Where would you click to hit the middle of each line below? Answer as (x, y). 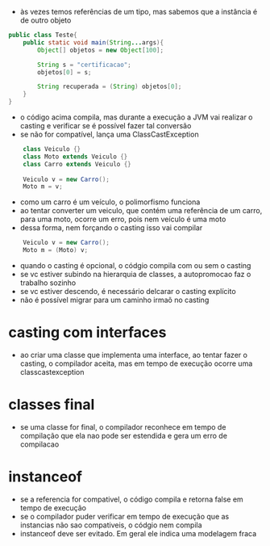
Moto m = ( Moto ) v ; (56, 250)
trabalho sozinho (48, 283)
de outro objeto (46, 20)
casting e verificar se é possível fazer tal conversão (106, 126)
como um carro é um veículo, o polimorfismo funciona (110, 202)
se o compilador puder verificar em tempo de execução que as (125, 516)
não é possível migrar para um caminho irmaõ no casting (114, 300)
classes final (52, 405)
